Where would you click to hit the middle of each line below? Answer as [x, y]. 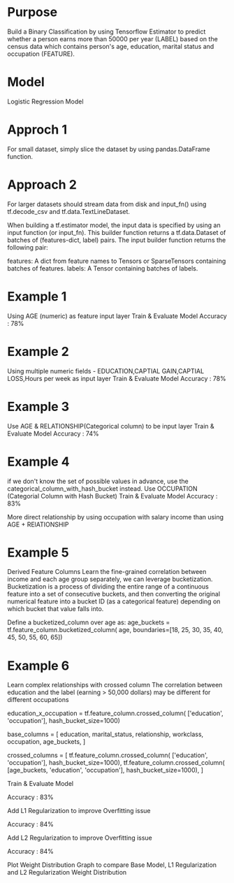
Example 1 [37, 296]
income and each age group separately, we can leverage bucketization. [110, 579]
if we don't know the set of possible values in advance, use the [98, 481]
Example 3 [38, 407]
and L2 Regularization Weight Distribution [67, 873]
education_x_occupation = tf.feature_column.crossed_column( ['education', [115, 713]
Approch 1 [37, 130]
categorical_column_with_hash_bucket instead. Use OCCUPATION [102, 488]
